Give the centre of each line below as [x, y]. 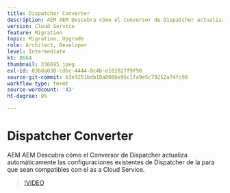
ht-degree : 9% [27, 96]
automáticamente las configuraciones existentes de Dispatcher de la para [111, 162]
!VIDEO [34, 183]
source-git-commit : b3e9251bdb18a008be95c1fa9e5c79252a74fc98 [98, 77]
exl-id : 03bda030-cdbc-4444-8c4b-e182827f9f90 [75, 70]
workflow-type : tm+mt [38, 83]
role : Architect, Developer [47, 45]
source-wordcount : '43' [41, 90]
